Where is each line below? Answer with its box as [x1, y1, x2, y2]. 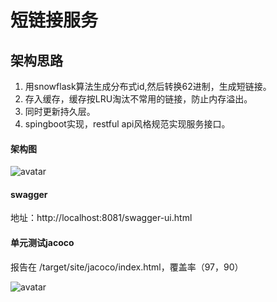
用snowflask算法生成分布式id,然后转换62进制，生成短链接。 [24, 81, 272, 92]
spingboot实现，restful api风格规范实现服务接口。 [24, 118, 231, 130]
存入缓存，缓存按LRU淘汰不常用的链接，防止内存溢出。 [24, 93, 253, 105]
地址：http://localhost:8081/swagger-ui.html [10, 212, 193, 224]
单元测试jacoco [10, 237, 75, 248]
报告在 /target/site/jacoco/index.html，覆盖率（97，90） [10, 261, 244, 273]
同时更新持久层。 [24, 106, 96, 117]
